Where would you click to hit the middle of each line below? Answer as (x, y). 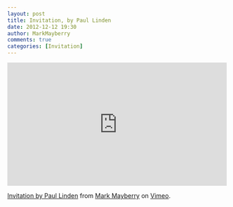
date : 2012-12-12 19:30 (42, 27)
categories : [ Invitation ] (45, 46)
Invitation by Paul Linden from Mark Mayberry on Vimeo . (89, 196)
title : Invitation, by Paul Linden (59, 20)
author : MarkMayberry (39, 33)
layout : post (26, 14)
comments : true (29, 40)
